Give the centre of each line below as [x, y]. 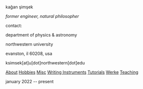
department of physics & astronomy [41, 35]
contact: [14, 25]
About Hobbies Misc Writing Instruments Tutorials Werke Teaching [72, 72]
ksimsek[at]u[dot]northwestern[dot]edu [45, 63]
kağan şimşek [19, 7]
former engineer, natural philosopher [42, 16]
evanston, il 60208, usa [29, 53]
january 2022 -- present [30, 82]
